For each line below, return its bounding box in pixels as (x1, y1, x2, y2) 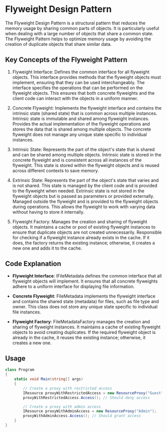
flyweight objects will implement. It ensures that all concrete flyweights (12, 278, 158, 284)
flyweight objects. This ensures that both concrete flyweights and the (12, 90, 155, 96)
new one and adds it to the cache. (12, 245, 83, 251)
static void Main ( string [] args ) (14, 377, 83, 382)
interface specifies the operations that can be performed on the (12, 85, 143, 91)
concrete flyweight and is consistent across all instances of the (12, 157, 142, 163)
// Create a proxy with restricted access (23, 386, 112, 391)
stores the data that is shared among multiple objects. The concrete (12, 126, 152, 132)
